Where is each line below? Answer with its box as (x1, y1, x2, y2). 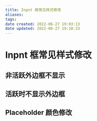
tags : (5, 17, 17, 22)
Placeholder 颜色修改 (5, 108, 72, 117)
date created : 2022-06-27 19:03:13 (5, 21, 80, 27)
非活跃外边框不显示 (5, 71, 65, 80)
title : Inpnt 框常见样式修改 (5, 7, 62, 13)
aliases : (5, 12, 24, 17)
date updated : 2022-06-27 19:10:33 (5, 26, 80, 31)
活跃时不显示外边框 (5, 90, 65, 98)
